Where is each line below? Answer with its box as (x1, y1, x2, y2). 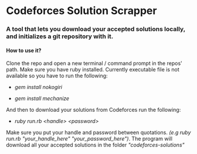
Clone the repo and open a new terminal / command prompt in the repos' (6, 60, 183, 67)
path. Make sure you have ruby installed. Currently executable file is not (6, 66, 180, 73)
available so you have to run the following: (6, 72, 108, 80)
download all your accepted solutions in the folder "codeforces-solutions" (6, 142, 185, 149)
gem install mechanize (14, 95, 69, 102)
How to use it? (6, 47, 42, 54)
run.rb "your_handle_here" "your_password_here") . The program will (6, 135, 173, 142)
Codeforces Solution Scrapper (6, 4, 157, 18)
